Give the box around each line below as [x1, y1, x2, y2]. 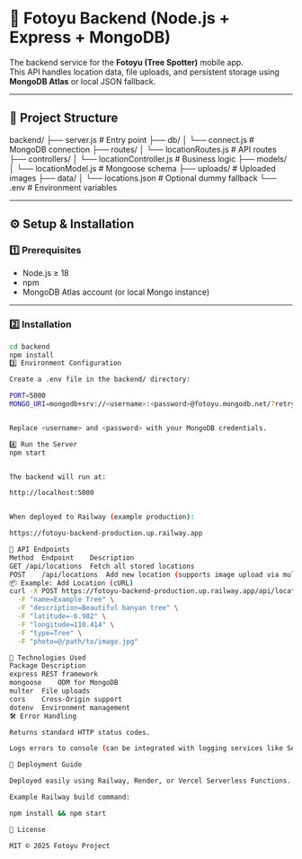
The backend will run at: [9, 472, 106, 482]
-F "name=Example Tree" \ [17, 595, 115, 605]
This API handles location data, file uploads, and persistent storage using [9, 66, 280, 77]
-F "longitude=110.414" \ [17, 620, 115, 629]
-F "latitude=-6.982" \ [17, 612, 106, 621]
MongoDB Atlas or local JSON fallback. [9, 75, 156, 86]
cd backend [9, 341, 50, 351]
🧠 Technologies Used [9, 653, 87, 662]
